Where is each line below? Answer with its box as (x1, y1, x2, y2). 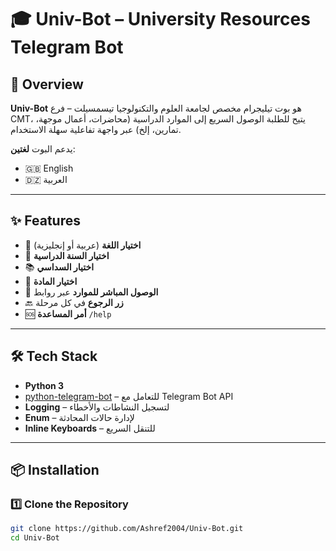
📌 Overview (10, 76, 84, 93)
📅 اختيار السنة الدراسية (24, 249, 110, 261)
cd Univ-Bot (10, 533, 60, 543)
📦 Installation (10, 462, 100, 479)
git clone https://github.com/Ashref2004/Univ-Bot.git (10, 524, 244, 534)
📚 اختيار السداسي (24, 261, 95, 273)
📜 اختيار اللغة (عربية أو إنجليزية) (24, 239, 142, 251)
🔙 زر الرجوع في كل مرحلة (24, 296, 124, 308)
